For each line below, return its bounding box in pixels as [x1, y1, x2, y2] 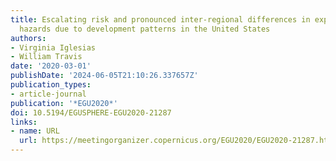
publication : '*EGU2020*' [10, 98, 118, 108]
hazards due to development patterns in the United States [19, 24, 271, 34]
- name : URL [10, 126, 60, 136]
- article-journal [10, 89, 87, 99]
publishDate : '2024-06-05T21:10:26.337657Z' [10, 71, 199, 81]
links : [10, 117, 38, 127]
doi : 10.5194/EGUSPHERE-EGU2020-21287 [10, 107, 172, 118]
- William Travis [10, 52, 83, 62]
